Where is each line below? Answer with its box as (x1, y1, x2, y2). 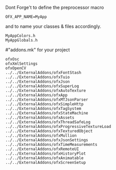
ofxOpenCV (5, 66, 27, 71)
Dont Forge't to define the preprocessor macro (5, 5, 104, 10)
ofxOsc (5, 56, 20, 62)
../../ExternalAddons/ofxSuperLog (5, 84, 80, 89)
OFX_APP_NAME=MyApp (5, 14, 47, 20)
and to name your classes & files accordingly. (5, 23, 102, 29)
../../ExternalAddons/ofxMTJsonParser (5, 97, 88, 102)
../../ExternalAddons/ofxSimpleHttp (5, 102, 84, 107)
